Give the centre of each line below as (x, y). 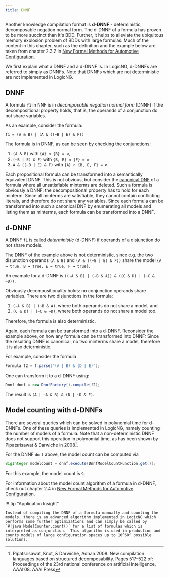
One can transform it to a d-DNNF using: (47, 376)
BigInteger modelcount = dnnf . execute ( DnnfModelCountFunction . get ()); (81, 464)
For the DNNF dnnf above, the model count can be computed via (72, 454)
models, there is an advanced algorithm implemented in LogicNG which (81, 517)
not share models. (24, 245)
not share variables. (26, 116)
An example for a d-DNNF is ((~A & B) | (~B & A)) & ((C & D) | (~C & (80, 276)
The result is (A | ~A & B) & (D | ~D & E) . (50, 395)
